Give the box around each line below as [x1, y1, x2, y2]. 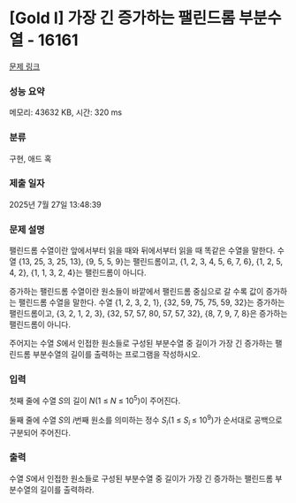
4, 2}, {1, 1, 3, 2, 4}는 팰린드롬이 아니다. [9, 267, 147, 278]
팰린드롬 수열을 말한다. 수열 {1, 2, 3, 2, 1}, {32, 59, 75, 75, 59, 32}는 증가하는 [18, 297, 285, 308]
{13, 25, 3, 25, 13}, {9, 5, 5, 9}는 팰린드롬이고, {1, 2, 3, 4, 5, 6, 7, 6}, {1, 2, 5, [18, 256, 283, 267]
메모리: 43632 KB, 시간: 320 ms [9, 107, 122, 118]
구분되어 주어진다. [9, 427, 72, 438]
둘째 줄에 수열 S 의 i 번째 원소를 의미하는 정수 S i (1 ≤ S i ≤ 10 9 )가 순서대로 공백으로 [9, 413, 283, 427]
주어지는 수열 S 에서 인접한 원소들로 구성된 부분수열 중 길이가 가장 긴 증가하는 [9, 338, 274, 349]
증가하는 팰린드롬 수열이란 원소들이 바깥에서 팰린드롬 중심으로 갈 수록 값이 [9, 286, 264, 297]
